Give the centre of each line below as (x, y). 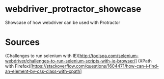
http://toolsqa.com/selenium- (109, 56)
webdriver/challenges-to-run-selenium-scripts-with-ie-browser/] (71, 61)
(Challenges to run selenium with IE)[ (42, 56)
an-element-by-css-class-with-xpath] (43, 71)
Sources (23, 42)
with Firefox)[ (19, 66)
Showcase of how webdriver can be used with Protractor (63, 22)
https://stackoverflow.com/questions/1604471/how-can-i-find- (95, 66)
